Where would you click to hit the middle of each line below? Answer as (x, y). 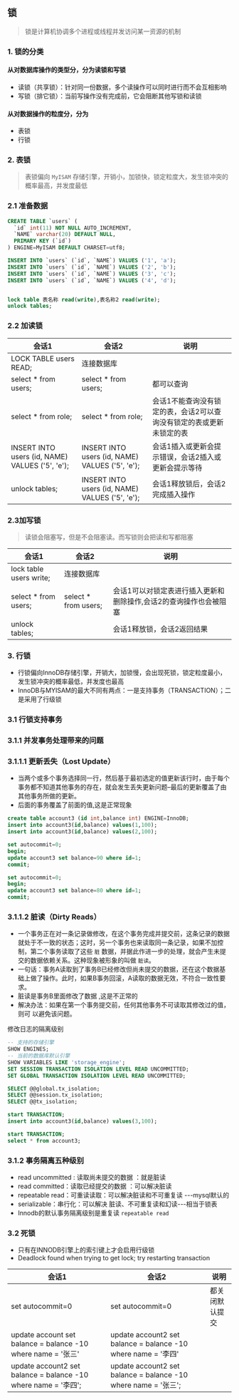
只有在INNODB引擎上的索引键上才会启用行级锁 (86, 1250)
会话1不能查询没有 (184, 401)
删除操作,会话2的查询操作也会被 (166, 601)
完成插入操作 (174, 494)
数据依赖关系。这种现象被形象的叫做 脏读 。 (92, 960)
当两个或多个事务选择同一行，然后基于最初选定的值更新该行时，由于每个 (123, 778)
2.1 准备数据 (28, 206)
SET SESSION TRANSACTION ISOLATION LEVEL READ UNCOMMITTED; (99, 1069)
